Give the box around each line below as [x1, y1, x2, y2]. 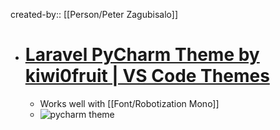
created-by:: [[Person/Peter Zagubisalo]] [10, 9, 179, 20]
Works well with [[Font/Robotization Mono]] [39, 97, 220, 109]
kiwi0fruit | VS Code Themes [24, 65, 270, 88]
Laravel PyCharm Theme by [24, 44, 260, 66]
